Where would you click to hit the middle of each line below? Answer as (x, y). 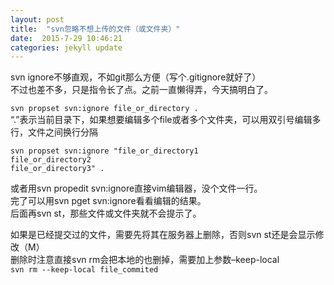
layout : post (37, 19)
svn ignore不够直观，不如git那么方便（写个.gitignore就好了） (136, 77)
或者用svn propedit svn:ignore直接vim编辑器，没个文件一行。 (136, 188)
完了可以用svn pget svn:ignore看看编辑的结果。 (108, 201)
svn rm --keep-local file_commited (84, 270)
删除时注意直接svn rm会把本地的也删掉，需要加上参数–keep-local (145, 260)
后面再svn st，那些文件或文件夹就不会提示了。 (106, 213)
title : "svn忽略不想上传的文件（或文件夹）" (95, 29)
